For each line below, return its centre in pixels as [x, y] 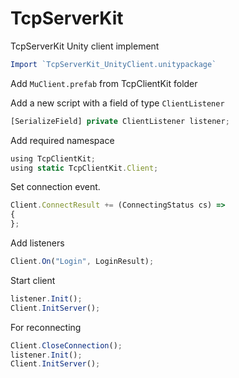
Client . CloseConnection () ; [66, 345]
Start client [33, 280]
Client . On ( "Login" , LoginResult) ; [82, 262]
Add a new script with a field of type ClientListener [117, 103]
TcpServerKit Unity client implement [85, 46]
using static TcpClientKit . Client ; [84, 168]
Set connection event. [55, 187]
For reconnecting [46, 327]
